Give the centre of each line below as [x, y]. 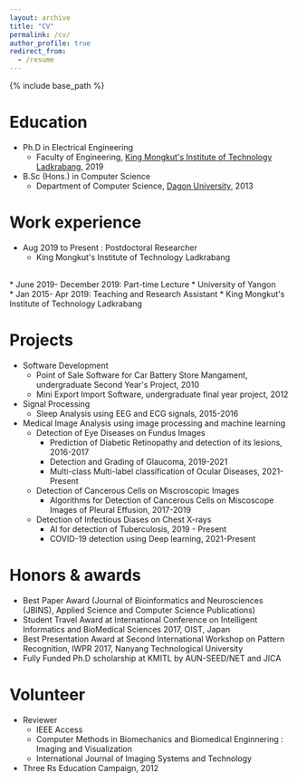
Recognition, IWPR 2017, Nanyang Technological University [133, 648]
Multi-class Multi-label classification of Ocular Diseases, [155, 471]
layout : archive [40, 18]
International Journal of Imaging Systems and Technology [144, 758]
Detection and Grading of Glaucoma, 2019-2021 [139, 461]
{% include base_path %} [57, 86]
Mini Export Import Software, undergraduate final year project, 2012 [162, 394]
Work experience [76, 222]
